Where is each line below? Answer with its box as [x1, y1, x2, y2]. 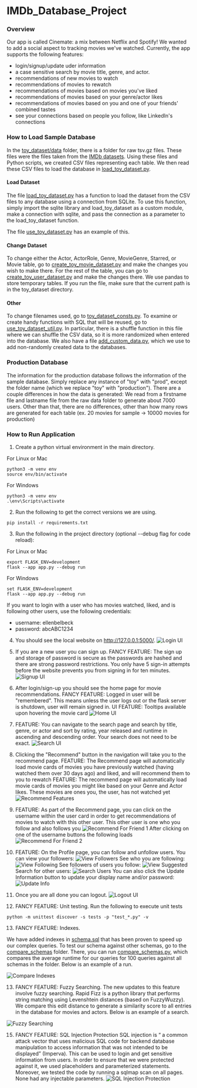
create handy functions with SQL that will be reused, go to [6, 319, 147, 326]
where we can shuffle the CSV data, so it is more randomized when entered [6, 331, 189, 339]
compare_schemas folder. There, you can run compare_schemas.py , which [6, 948, 188, 955]
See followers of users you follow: [59, 861, 141, 868]
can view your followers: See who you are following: [15, 855, 185, 862]
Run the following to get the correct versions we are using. [15, 508, 157, 515]
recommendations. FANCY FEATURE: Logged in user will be [15, 691, 160, 698]
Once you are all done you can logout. [15, 891, 108, 898]
